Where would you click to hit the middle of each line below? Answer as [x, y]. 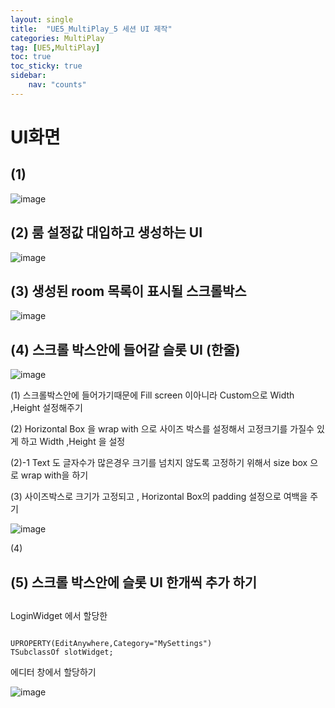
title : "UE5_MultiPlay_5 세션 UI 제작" [91, 29]
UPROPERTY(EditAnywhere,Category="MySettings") [111, 643]
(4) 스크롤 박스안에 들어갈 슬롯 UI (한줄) [125, 349]
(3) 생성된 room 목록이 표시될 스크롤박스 [128, 291]
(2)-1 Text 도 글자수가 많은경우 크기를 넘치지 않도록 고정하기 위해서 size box [159, 463]
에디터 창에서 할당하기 [53, 672]
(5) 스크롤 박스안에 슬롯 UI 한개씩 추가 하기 [134, 582]
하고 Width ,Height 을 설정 [73, 442]
